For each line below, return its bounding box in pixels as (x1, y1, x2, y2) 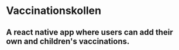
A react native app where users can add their (6, 27, 174, 37)
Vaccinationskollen (6, 4, 101, 17)
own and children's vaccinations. (6, 36, 130, 46)
